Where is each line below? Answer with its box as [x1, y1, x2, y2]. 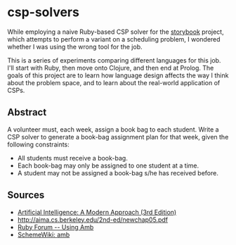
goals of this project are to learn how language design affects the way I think [7, 71, 229, 80]
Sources [7, 189, 45, 201]
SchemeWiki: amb [17, 230, 70, 239]
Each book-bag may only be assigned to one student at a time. [17, 161, 199, 170]
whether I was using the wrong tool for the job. [7, 42, 143, 51]
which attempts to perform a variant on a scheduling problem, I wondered [7, 34, 221, 43]
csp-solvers [7, 4, 79, 20]
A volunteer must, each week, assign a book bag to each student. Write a [7, 125, 219, 134]
